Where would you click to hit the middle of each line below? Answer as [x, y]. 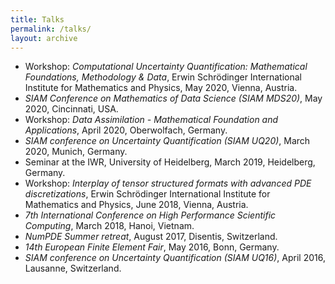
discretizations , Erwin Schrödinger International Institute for [147, 194]
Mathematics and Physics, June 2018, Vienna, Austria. [136, 205]
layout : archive [44, 38]
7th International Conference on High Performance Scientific [150, 215]
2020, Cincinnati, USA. [71, 109]
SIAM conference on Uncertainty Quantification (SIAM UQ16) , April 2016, [175, 258]
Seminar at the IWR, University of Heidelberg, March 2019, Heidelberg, [170, 162]
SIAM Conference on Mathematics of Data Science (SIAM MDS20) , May [173, 98]
